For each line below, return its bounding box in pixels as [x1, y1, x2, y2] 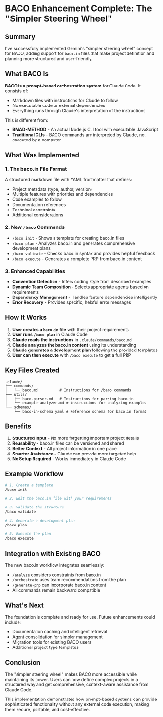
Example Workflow [5, 470, 64, 478]
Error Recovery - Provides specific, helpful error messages [12, 299, 131, 305]
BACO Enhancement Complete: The [5, 3, 152, 14]
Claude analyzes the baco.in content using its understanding [12, 342, 137, 348]
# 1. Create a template [5, 483, 54, 488]
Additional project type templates [12, 644, 79, 650]
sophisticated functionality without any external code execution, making [5, 701, 149, 707]
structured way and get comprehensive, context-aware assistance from [5, 682, 149, 687]
